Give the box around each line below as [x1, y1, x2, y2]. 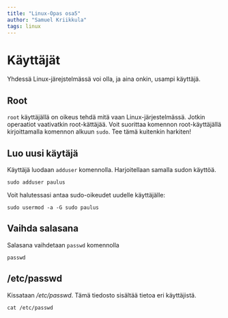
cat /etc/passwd [7, 304, 53, 311]
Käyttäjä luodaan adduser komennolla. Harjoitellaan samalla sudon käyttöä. [7, 165, 216, 173]
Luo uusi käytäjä [7, 147, 79, 159]
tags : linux [7, 23, 41, 29]
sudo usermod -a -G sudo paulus [7, 204, 99, 211]
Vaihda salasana [7, 223, 79, 234]
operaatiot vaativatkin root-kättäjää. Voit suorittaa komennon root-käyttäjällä [7, 121, 222, 129]
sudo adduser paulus [7, 179, 66, 186]
